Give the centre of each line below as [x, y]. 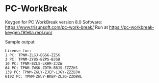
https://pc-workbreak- [132, 27]
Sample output [20, 41]
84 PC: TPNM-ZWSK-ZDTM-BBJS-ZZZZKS [41, 68]
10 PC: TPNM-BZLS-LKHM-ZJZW [34, 63]
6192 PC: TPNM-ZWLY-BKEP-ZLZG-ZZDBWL [44, 76]
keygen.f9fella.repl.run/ [29, 32]
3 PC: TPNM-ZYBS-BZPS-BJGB [33, 59]
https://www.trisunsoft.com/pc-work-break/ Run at [56, 27]
